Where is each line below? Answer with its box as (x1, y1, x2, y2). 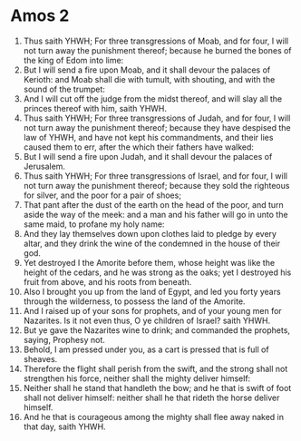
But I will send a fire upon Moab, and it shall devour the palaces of (23, 64, 271, 75)
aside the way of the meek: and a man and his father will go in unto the (23, 209, 288, 220)
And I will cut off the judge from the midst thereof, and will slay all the (23, 93, 283, 104)
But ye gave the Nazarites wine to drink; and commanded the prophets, (23, 324, 291, 336)
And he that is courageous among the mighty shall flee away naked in (23, 411, 285, 422)
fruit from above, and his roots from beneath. (23, 276, 192, 287)
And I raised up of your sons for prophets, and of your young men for (23, 305, 282, 316)
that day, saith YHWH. (23, 421, 107, 432)
